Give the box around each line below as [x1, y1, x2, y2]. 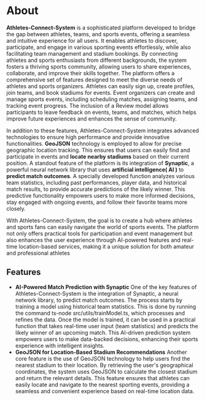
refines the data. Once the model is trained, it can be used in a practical [15, 316, 196, 323]
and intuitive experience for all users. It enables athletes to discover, [6, 37, 179, 44]
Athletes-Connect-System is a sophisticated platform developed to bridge [6, 24, 196, 31]
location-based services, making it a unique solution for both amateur [18, 242, 195, 250]
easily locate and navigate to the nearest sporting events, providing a [15, 381, 190, 388]
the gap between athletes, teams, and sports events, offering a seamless [6, 30, 190, 37]
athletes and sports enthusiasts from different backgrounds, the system [6, 56, 187, 64]
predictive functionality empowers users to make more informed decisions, [6, 192, 196, 199]
